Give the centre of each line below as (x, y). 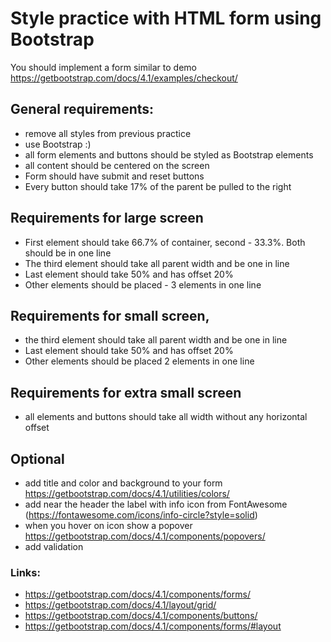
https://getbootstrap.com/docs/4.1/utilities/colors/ (127, 493)
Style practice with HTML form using (166, 18)
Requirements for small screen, (110, 315)
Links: (25, 572)
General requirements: (82, 109)
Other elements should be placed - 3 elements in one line (143, 284)
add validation (54, 546)
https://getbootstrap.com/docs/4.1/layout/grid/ (120, 605)
